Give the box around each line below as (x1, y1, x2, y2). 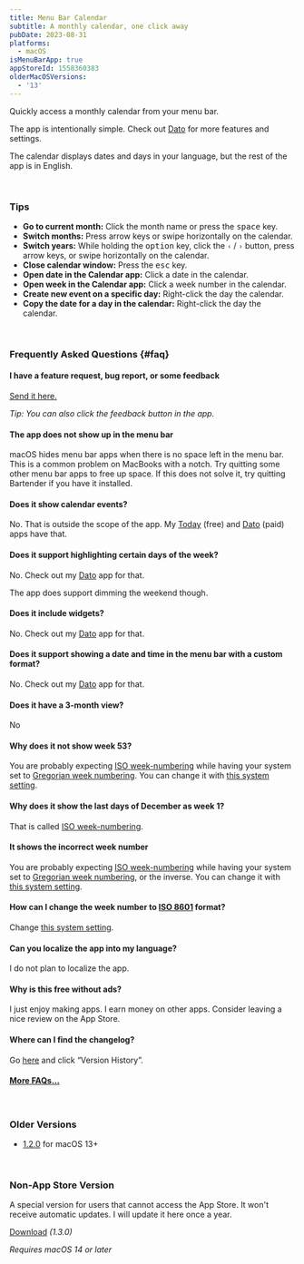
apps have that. (9, 528, 68, 540)
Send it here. (9, 391, 57, 402)
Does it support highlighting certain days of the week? (9, 550, 220, 561)
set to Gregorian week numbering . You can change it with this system (9, 770, 270, 781)
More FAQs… (9, 1075, 61, 1086)
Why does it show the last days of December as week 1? (9, 800, 225, 812)
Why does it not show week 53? (9, 740, 132, 751)
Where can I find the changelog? (9, 1034, 135, 1045)
